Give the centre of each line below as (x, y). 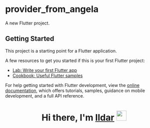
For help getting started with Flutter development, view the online (72, 85)
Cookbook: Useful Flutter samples (47, 75)
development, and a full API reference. (45, 95)
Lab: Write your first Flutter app (45, 70)
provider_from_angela (52, 9)
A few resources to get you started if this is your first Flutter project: (75, 60)
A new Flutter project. (27, 23)
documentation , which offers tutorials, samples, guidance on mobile (75, 90)
